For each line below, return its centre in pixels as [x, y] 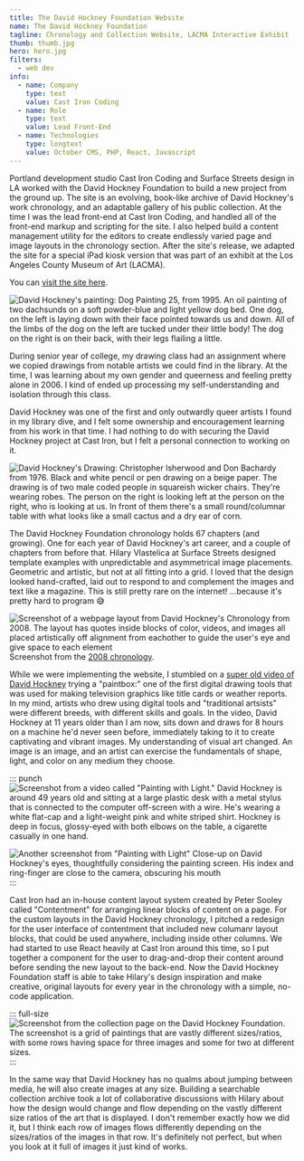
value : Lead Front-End [68, 128]
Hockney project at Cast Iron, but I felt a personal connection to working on [150, 441]
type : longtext [54, 144]
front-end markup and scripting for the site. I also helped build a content [144, 226]
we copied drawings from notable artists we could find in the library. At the [148, 365]
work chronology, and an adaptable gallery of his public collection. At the [146, 207]
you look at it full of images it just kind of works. [99, 1147]
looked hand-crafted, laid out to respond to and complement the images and [152, 581]
